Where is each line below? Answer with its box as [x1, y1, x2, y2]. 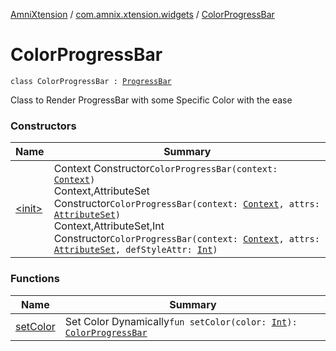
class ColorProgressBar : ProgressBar [10, 76, 172, 86]
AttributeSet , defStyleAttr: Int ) [53, 244, 218, 256]
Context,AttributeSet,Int [53, 219, 165, 233]
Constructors [10, 119, 77, 133]
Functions [10, 272, 60, 286]
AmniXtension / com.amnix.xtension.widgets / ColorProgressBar [10, 9, 275, 20]
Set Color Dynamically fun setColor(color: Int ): [64, 314, 298, 328]
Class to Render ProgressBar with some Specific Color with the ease [10, 94, 293, 106]
